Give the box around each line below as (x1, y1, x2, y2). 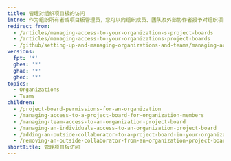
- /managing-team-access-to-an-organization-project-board (13, 118, 186, 125)
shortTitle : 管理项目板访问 (7, 144, 80, 151)
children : (7, 99, 36, 106)
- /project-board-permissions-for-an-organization (13, 106, 162, 112)
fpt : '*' (13, 55, 38, 62)
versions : (7, 49, 36, 55)
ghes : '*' (13, 61, 41, 68)
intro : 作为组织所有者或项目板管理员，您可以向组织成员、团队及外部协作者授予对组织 (7, 16, 219, 23)
